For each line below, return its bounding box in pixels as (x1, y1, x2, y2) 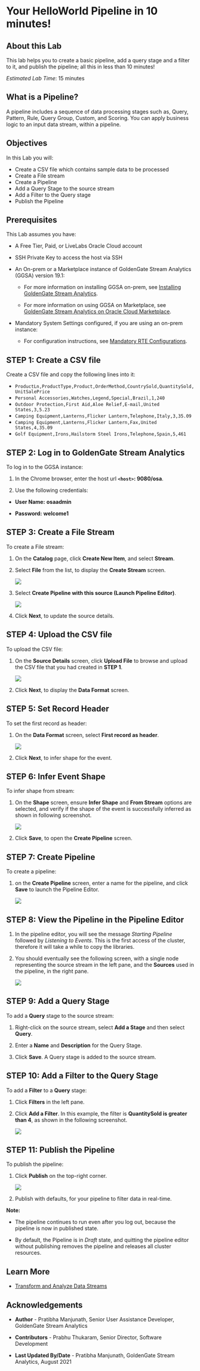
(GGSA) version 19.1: (14, 272, 65, 279)
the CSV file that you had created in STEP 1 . (14, 663, 123, 671)
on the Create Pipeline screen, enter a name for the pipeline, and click (14, 880, 188, 887)
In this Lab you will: (6, 154, 54, 161)
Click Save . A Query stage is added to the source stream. (14, 1053, 156, 1060)
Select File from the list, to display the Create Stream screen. (14, 566, 166, 573)
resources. (14, 1249, 42, 1256)
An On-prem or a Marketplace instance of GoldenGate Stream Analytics (14, 266, 192, 273)
